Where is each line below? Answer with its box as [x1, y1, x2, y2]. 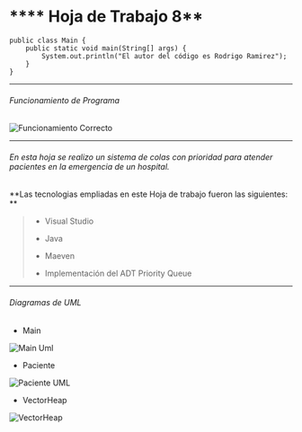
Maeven [44, 251, 75, 261]
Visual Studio [44, 216, 94, 226]
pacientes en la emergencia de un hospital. [9, 161, 170, 172]
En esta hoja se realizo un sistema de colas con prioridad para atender [9, 151, 273, 163]
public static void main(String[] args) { [25, 43, 187, 53]
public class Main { [9, 36, 87, 45]
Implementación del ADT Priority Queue [44, 268, 192, 279]
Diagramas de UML [9, 296, 83, 307]
